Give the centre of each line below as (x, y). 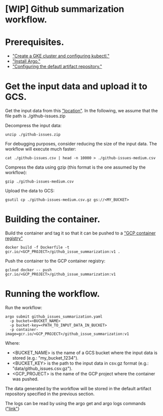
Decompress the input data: (33, 126)
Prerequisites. (35, 42)
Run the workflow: (24, 307)
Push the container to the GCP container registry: (55, 261)
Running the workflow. (53, 294)
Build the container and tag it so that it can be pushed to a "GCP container (81, 233)
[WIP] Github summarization (65, 9)
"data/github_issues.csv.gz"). (42, 368)
